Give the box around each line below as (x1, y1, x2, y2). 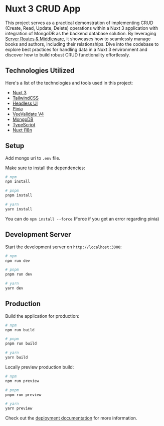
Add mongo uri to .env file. (5, 155, 61, 161)
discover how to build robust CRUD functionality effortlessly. (5, 51, 130, 58)
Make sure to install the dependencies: (5, 165, 85, 171)
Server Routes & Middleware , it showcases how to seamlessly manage (5, 36, 151, 42)
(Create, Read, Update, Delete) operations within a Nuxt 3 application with (5, 25, 158, 31)
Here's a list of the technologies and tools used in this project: (5, 80, 133, 86)
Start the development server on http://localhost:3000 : (5, 244, 122, 250)
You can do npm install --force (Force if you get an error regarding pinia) (5, 216, 159, 222)
